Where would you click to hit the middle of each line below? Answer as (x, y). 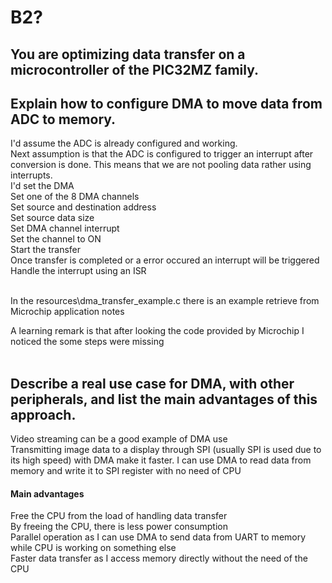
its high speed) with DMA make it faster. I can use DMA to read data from (161, 460)
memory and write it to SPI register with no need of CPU (126, 471)
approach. (43, 414)
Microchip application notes (67, 312)
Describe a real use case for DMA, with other (152, 383)
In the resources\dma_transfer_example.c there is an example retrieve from (165, 301)
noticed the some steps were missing (87, 342)
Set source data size (52, 218)
